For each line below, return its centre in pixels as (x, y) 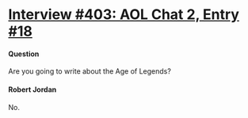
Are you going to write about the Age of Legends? (90, 71)
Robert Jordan (32, 89)
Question (24, 54)
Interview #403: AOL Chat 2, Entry (124, 15)
